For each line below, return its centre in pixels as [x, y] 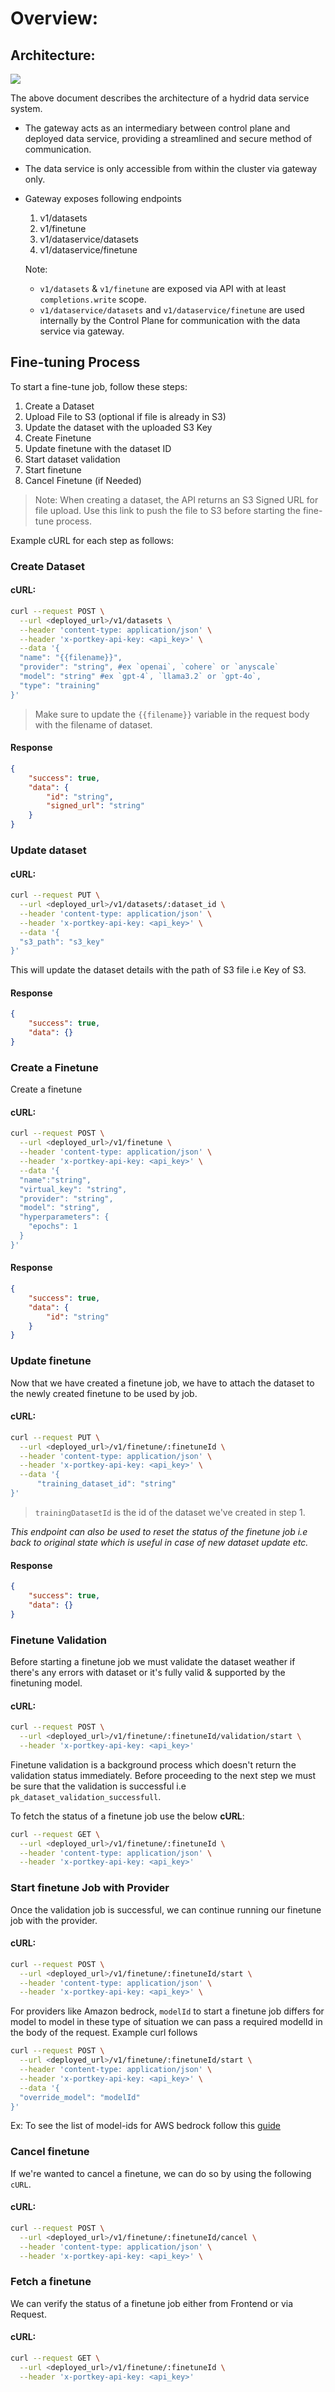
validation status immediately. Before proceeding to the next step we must [163, 1775]
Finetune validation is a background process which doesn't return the [153, 1764]
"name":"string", [55, 1180]
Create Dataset [47, 566]
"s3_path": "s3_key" [62, 942]
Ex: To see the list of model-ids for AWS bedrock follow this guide [146, 2126]
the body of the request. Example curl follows [104, 2033]
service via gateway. [82, 331]
